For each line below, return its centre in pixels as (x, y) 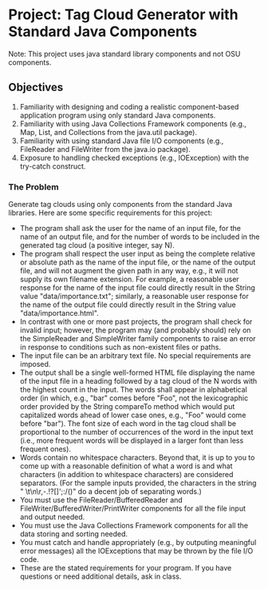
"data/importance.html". (59, 313)
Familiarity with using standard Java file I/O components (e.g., (122, 141)
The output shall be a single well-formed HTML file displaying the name (137, 372)
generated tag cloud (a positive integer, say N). (97, 245)
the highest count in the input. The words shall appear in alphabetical (133, 390)
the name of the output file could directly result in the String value (128, 304)
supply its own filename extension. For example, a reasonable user (129, 279)
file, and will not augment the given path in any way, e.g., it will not (129, 271)
